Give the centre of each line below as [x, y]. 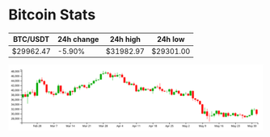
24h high [125, 39]
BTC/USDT [32, 39]
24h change [78, 39]
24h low [171, 39]
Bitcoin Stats [52, 15]
